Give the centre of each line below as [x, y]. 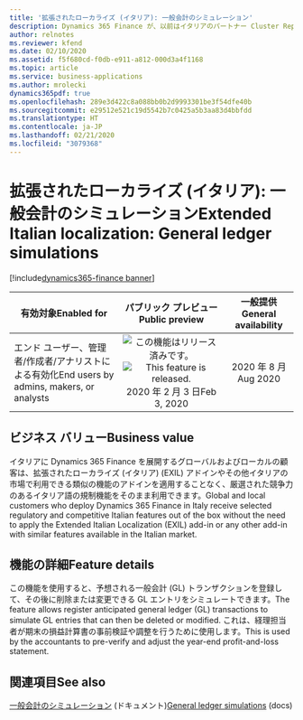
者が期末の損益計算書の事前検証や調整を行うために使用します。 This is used [150, 631]
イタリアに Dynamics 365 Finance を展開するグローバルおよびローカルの [145, 461]
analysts [32, 397]
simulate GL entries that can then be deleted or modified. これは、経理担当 [148, 621]
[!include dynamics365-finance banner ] [82, 277]
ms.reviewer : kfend [46, 43]
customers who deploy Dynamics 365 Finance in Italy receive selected [141, 505]
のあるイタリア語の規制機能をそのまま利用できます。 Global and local [138, 495]
